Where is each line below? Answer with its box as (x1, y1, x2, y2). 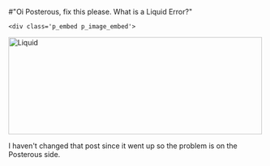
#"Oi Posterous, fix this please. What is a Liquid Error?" (8, 7, 193, 16)
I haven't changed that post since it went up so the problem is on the (8, 141, 238, 151)
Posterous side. (8, 150, 61, 159)
